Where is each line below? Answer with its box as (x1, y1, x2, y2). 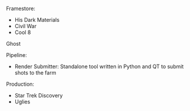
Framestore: (6, 5, 35, 12)
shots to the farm (14, 69, 56, 76)
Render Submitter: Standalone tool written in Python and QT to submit (14, 63, 184, 70)
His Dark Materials (14, 16, 60, 23)
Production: (6, 80, 34, 88)
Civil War (14, 23, 37, 29)
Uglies (14, 98, 31, 105)
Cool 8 (14, 29, 31, 36)
